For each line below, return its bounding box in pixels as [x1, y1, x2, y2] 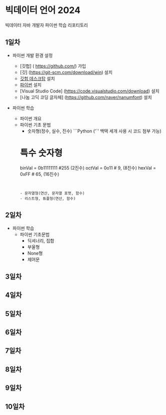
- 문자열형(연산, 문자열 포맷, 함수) [19, 190, 85, 195]
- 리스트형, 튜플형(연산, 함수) [19, 196, 76, 201]
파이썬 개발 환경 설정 [12, 52, 53, 58]
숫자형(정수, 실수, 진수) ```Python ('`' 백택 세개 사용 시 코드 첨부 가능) [27, 128, 161, 134]
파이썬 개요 [19, 115, 41, 121]
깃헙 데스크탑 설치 [19, 75, 55, 81]
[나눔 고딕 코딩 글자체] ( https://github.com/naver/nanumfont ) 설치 [19, 94, 152, 100]
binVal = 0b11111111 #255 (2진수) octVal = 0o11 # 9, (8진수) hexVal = [19, 164, 156, 170]
